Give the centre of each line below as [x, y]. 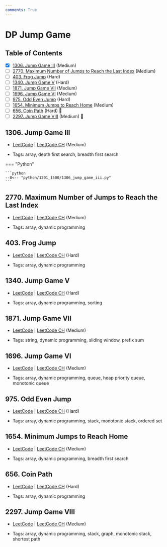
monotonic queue [31, 383]
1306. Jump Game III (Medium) [44, 65]
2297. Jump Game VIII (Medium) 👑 [48, 117]
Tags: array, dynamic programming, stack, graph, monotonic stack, [82, 534]
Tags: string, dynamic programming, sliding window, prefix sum [78, 340]
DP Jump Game [38, 34]
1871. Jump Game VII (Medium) [45, 88]
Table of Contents [34, 53]
